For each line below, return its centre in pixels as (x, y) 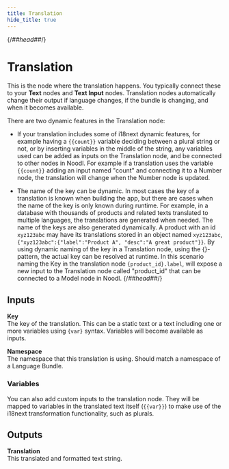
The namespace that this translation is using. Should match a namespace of (114, 359)
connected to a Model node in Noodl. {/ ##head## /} (90, 279)
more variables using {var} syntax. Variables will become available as (105, 331)
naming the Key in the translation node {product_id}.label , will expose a (120, 264)
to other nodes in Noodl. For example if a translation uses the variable (115, 163)
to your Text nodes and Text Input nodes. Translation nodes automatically (111, 93)
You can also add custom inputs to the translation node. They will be (103, 398)
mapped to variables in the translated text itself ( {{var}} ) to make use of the (114, 406)
